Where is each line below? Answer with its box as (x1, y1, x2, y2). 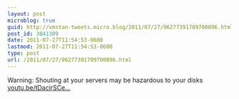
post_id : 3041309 (7, 30, 59, 37)
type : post (7, 50, 40, 57)
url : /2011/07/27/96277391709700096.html (7, 57, 132, 64)
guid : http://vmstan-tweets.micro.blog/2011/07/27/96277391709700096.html (7, 23, 234, 30)
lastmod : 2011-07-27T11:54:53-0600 (7, 43, 113, 50)
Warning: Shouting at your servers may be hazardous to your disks (7, 76, 203, 84)
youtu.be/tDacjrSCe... (7, 83, 71, 92)
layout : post (7, 10, 46, 18)
